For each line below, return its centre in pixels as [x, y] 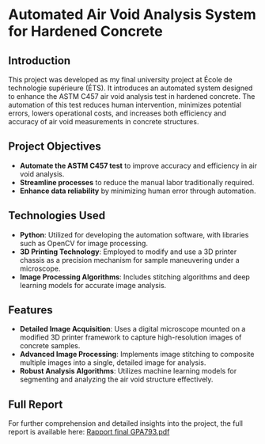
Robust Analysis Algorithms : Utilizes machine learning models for [128, 371]
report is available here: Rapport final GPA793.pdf [89, 432]
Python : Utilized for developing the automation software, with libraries [134, 234]
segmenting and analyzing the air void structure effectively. [116, 379]
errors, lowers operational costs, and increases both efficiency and [117, 113]
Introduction [40, 61]
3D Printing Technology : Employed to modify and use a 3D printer [128, 252]
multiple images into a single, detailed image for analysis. [113, 362]
